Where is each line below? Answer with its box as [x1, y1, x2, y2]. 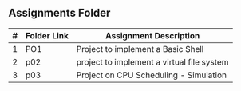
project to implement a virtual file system [76, 56, 229, 67]
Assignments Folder [8, 6, 111, 20]
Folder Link [25, 30, 69, 41]
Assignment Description [105, 30, 200, 41]
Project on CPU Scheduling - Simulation [76, 69, 227, 81]
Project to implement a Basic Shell [76, 43, 204, 54]
